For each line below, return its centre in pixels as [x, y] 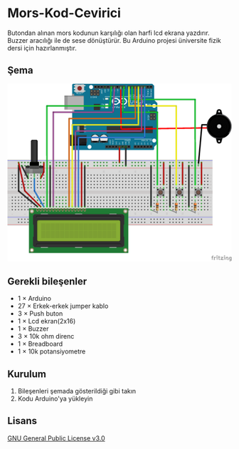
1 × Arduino [34, 299]
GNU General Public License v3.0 [56, 438]
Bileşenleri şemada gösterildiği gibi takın [77, 391]
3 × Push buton [40, 314]
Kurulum [27, 374]
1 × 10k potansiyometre [52, 351]
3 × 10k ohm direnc [46, 336]
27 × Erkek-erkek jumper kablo [63, 306]
